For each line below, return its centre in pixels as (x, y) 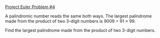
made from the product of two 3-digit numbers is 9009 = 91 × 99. (70, 21)
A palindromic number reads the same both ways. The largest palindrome (78, 16)
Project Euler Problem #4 (30, 7)
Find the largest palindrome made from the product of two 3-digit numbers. (80, 30)
